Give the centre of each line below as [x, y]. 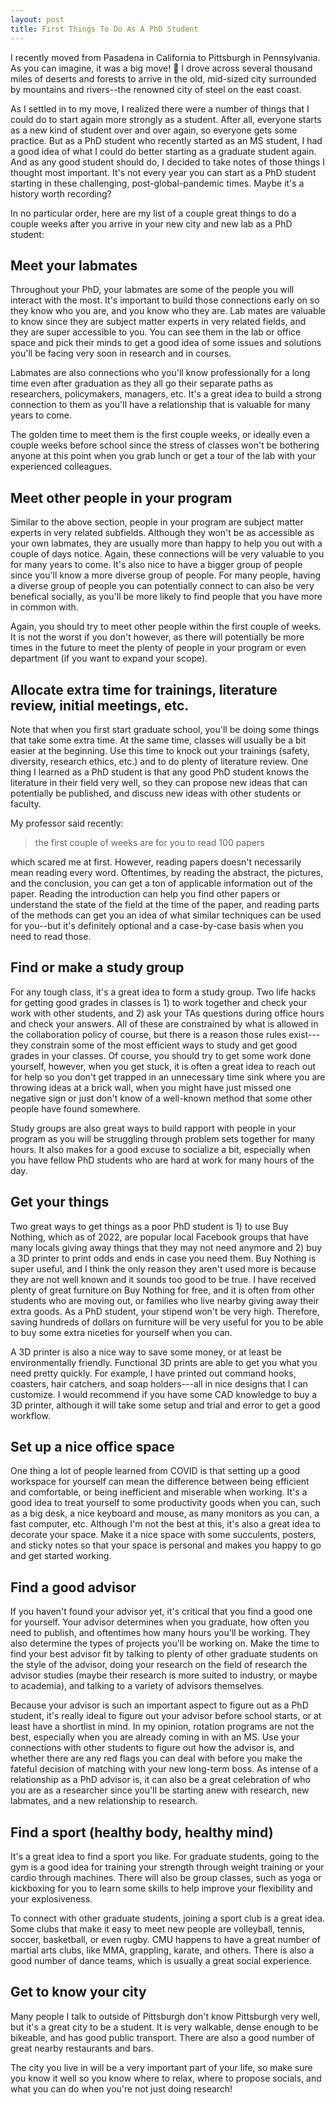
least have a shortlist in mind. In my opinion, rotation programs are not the [162, 1727]
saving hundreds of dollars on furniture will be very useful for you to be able [167, 1322]
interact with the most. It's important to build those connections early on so [165, 300]
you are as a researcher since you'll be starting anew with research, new [160, 1790]
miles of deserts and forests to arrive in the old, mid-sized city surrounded [163, 78]
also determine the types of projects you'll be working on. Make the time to [165, 1643]
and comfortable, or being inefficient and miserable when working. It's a [159, 1492]
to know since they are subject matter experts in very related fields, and [158, 322]
